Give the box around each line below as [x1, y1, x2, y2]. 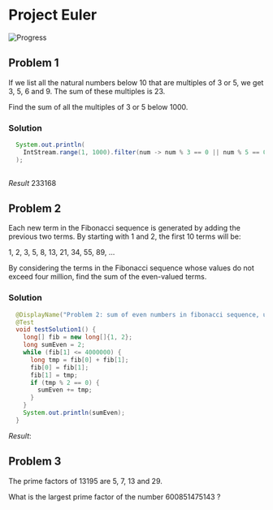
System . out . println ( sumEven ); [23, 408, 126, 417]
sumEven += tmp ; [37, 386, 93, 395]
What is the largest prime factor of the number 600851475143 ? [8, 491, 221, 501]
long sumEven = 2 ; [23, 341, 85, 349]
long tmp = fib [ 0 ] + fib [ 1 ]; [29, 356, 129, 364]
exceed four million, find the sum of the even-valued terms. [8, 272, 207, 282]
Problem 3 [8, 455, 62, 469]
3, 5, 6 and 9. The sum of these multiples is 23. [8, 86, 166, 96]
